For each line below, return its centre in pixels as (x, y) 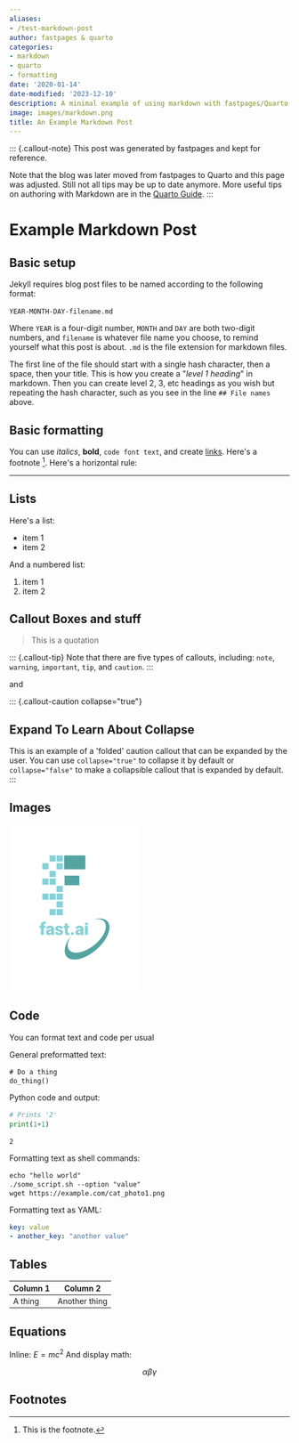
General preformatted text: (58, 1054)
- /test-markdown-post (51, 28)
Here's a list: (32, 520)
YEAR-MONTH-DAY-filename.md (61, 312)
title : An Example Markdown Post (71, 122)
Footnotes (38, 1400)
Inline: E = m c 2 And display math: (70, 1354)
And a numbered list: (48, 564)
